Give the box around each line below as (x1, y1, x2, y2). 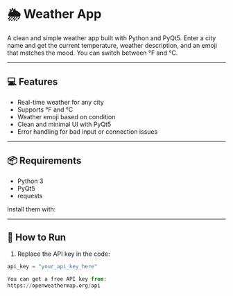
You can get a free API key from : (7, 276, 107, 283)
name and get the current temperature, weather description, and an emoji (7, 41, 217, 49)
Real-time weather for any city (17, 98, 104, 106)
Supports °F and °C (17, 105, 74, 114)
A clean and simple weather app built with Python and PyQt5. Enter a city (7, 33, 216, 42)
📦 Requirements (7, 155, 82, 167)
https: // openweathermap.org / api (7, 282, 101, 289)
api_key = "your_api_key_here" (7, 263, 98, 270)
